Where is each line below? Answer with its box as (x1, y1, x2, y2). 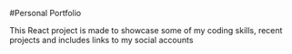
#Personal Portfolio (9, 8, 82, 18)
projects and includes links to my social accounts (9, 35, 194, 45)
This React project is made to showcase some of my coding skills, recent (9, 25, 283, 35)
